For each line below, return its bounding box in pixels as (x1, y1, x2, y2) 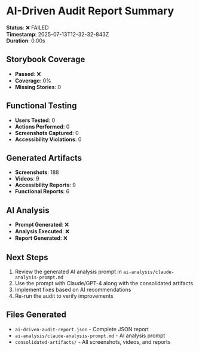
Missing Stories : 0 (14, 83, 62, 90)
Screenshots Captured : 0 (14, 129, 79, 136)
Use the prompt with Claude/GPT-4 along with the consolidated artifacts (14, 280, 193, 286)
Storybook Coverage (6, 54, 85, 65)
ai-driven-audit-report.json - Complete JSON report (14, 325, 149, 332)
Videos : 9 (14, 175, 40, 182)
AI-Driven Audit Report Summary (6, 4, 174, 18)
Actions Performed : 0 (14, 123, 70, 130)
